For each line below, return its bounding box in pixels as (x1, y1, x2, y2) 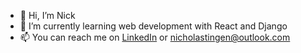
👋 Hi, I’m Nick (19, 10, 76, 21)
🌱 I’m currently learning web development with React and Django (19, 20, 288, 32)
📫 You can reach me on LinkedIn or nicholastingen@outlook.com (19, 31, 291, 43)
